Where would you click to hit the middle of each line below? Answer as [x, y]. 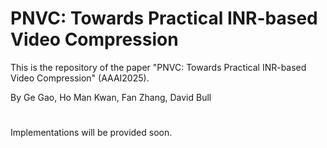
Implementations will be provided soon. [91, 133]
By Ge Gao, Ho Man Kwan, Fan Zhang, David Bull [111, 97]
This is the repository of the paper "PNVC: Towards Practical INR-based [158, 67]
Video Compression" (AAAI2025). [80, 78]
